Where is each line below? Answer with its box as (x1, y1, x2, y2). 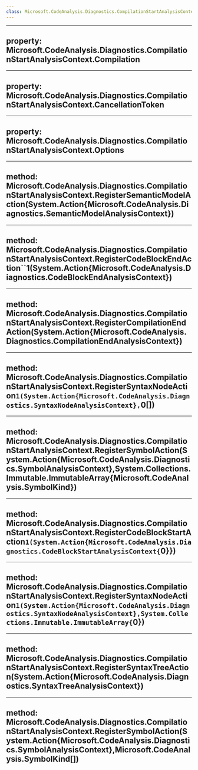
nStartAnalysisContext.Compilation (6, 54, 140, 65)
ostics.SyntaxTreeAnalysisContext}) (6, 681, 144, 691)
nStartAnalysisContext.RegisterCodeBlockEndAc (6, 254, 192, 264)
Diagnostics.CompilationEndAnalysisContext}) (6, 336, 183, 346)
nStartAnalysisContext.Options (6, 145, 125, 155)
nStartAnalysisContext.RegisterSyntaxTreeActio (6, 663, 189, 673)
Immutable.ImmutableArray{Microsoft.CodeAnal (6, 473, 189, 483)
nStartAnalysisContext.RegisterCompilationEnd (6, 318, 187, 328)
